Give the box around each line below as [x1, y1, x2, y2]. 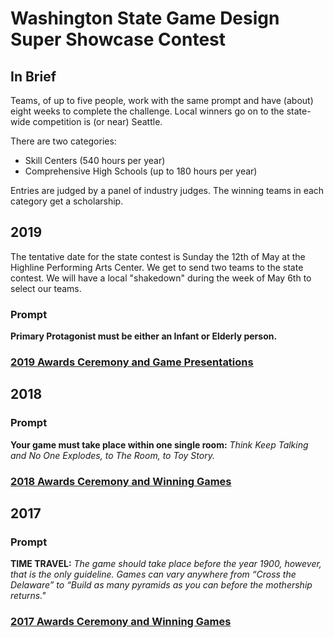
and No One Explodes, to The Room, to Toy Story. [10, 449, 215, 461]
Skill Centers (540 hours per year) [24, 155, 166, 166]
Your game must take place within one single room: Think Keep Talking [10, 438, 309, 451]
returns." [10, 590, 47, 602]
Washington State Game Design [10, 7, 280, 30]
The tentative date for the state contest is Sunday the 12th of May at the [10, 250, 306, 262]
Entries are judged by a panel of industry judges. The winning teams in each [10, 185, 325, 196]
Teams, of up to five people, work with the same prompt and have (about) [10, 95, 314, 106]
